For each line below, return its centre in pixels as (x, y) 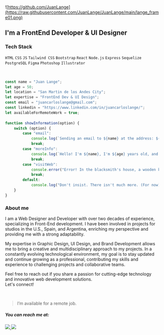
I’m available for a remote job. (47, 304)
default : (31, 180)
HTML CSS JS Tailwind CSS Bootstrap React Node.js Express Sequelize (73, 58)
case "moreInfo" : (40, 149)
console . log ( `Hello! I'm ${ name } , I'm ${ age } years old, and (95, 154)
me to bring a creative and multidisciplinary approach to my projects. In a (79, 249)
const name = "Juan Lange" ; (34, 82)
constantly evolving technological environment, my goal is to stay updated (80, 254)
